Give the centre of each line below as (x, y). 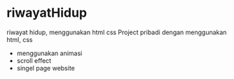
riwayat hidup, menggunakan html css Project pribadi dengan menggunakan (117, 32)
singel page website (46, 68)
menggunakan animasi (49, 53)
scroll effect (34, 60)
